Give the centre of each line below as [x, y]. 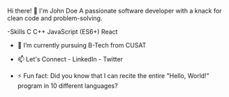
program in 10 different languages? [67, 86]
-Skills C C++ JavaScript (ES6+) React [62, 32]
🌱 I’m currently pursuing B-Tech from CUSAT [82, 45]
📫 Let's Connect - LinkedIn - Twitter [70, 59]
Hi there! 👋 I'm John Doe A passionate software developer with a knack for [114, 11]
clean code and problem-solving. [55, 18]
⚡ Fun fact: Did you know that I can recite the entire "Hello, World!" [113, 76]
